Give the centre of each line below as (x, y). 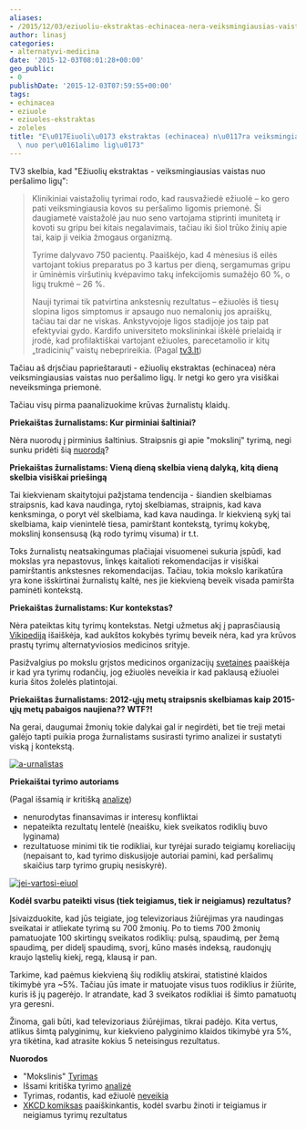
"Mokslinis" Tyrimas (60, 1076)
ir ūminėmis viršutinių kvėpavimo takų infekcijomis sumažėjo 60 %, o (161, 274)
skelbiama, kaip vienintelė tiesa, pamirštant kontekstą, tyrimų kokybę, (140, 523)
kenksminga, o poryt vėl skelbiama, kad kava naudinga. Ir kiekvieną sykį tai (150, 514)
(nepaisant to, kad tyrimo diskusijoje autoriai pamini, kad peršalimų (148, 855)
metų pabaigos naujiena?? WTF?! (88, 709)
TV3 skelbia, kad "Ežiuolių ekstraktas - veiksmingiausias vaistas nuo (138, 171)
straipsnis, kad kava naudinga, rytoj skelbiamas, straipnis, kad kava (136, 504)
